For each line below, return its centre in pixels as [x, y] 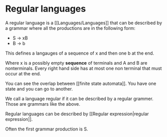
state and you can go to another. [39, 88]
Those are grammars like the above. [43, 104]
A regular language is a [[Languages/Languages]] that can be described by [84, 23]
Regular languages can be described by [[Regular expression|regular [77, 114]
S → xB [20, 38]
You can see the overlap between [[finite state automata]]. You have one [81, 83]
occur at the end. [23, 73]
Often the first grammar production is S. [47, 129]
